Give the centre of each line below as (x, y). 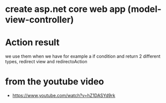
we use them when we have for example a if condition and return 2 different (83, 56)
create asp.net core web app (65, 9)
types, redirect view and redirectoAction (46, 62)
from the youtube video (55, 82)
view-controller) (40, 20)
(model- (144, 9)
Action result (32, 43)
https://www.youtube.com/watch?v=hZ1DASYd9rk (64, 96)
